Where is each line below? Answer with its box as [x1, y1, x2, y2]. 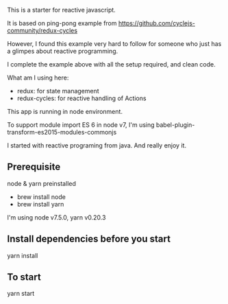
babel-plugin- [156, 121, 195, 129]
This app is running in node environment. [7, 108, 123, 115]
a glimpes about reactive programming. [7, 47, 118, 55]
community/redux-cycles [7, 27, 77, 34]
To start [7, 271, 41, 283]
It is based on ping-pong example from [7, 19, 118, 27]
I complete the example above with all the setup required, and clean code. [7, 60, 216, 68]
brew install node [16, 192, 66, 201]
